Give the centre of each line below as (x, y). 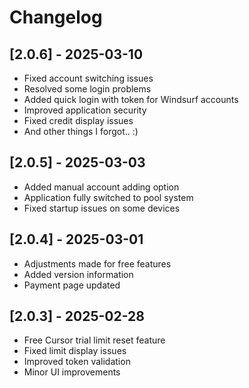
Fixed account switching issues (88, 78)
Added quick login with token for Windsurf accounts (131, 99)
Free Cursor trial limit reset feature (94, 340)
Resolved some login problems (87, 89)
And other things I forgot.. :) (81, 131)
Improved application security (85, 110)
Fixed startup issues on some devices (102, 208)
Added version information (78, 274)
